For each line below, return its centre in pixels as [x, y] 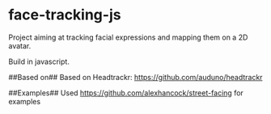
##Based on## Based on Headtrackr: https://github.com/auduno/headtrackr [135, 77]
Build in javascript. [39, 61]
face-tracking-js [65, 15]
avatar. [20, 45]
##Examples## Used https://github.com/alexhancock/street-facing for [126, 93]
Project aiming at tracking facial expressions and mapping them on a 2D [128, 37]
